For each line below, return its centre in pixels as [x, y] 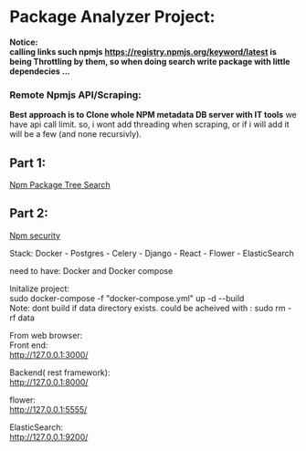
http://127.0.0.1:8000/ [49, 382]
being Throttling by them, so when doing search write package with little [150, 61]
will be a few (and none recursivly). [75, 134]
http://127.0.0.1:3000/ [49, 354]
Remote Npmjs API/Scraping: [75, 95]
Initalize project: [40, 288]
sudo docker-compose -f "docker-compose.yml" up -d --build [127, 298]
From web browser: [46, 335]
